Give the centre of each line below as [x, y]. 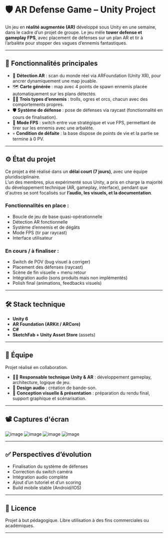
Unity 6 [20, 318]
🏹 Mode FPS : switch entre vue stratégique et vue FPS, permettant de [84, 122]
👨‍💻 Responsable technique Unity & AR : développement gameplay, [82, 377]
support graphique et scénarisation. [49, 398]
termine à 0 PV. [28, 139]
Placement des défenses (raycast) [48, 267]
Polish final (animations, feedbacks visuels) [57, 283]
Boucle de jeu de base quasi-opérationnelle [57, 217]
